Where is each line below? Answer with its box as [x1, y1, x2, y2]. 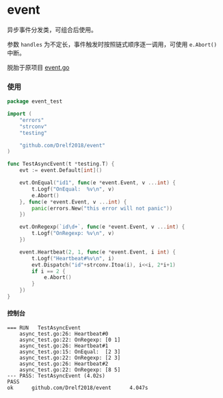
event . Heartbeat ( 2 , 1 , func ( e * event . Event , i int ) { [19, 249, 176, 256]
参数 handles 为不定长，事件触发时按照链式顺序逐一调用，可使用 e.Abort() [7, 40, 218, 48]
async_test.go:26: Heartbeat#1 [19, 343, 109, 349]
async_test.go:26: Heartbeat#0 [19, 331, 109, 338]
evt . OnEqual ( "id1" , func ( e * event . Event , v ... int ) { [19, 179, 176, 186]
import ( [7, 110, 32, 118]
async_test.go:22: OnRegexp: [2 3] [19, 355, 121, 362]
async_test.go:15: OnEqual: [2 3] [19, 349, 121, 356]
